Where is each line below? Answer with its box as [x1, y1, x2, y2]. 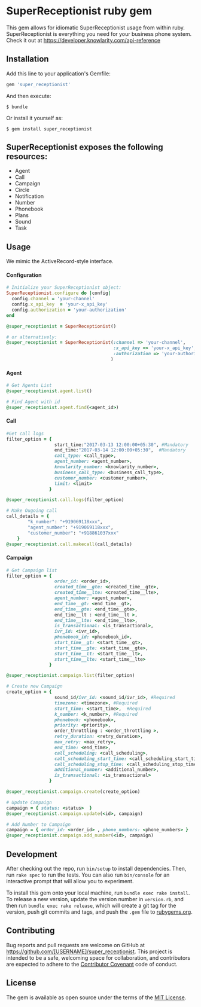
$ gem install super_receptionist [6, 126, 93, 132]
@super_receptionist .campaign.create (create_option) [6, 789, 141, 795]
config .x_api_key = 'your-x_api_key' [11, 301, 109, 307]
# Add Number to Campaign [6, 821, 71, 828]
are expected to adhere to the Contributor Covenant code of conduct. [6, 960, 178, 968]
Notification [14, 193, 44, 200]
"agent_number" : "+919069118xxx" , [28, 524, 114, 530]
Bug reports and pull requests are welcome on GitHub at [6, 941, 145, 948]
